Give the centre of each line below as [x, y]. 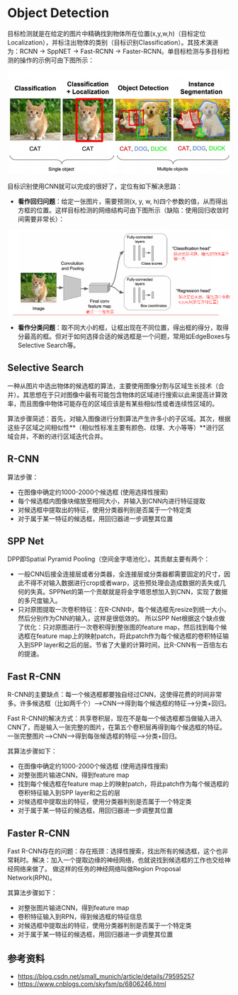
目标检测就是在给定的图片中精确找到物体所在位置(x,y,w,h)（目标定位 [107, 33]
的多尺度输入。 [39, 601]
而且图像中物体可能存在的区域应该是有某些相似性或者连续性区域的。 [119, 403]
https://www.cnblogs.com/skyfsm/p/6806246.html [92, 984]
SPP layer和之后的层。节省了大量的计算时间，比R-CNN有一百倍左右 [129, 645]
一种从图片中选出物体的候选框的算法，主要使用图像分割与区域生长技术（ [113, 386]
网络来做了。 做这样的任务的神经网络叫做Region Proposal [97, 868]
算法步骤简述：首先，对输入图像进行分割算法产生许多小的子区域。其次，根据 [119, 419]
